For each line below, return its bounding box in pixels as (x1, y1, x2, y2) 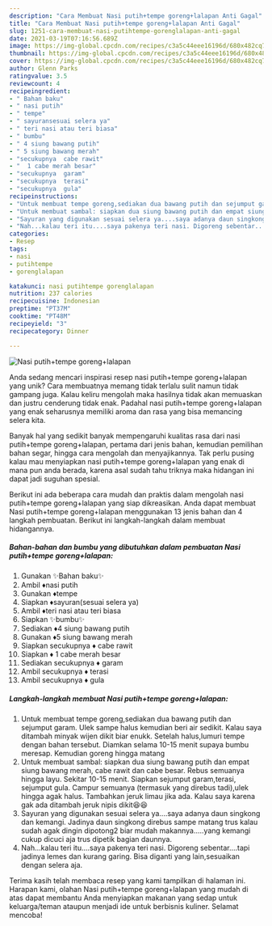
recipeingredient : (9, 87, 71, 95)
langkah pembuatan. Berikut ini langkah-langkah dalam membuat (9, 515, 226, 525)
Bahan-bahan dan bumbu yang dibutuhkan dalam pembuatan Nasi (9, 543, 241, 552)
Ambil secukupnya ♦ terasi (20, 666, 109, 676)
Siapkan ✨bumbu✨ (20, 615, 86, 624)
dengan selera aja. (20, 860, 83, 870)
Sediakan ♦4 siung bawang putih (20, 624, 130, 633)
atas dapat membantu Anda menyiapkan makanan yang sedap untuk (9, 893, 237, 903)
